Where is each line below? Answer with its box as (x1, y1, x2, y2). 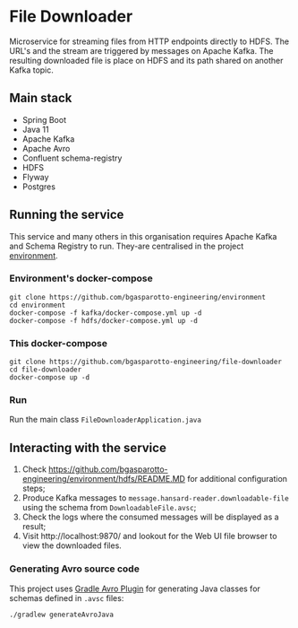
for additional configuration (187, 474, 288, 484)
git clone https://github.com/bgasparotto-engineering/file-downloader (9, 357, 282, 367)
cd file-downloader (9, 365, 82, 374)
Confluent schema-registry (21, 153, 123, 163)
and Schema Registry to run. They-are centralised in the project (9, 240, 244, 251)
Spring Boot (21, 114, 67, 125)
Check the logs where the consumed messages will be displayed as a (21, 511, 279, 522)
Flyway (21, 171, 49, 182)
